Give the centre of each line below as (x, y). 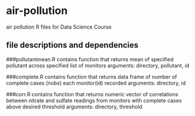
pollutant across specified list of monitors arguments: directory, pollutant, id (98, 65)
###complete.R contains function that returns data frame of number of (92, 76)
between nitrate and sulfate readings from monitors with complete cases (94, 100)
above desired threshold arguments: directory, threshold (74, 107)
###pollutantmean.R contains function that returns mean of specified (90, 59)
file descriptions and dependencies (73, 45)
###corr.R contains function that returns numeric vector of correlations (92, 94)
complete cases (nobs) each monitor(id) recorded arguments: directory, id (96, 83)
